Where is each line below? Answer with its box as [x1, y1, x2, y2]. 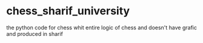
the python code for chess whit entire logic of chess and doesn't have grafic [6, 24, 198, 31]
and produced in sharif [6, 30, 64, 37]
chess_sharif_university [6, 4, 130, 18]
